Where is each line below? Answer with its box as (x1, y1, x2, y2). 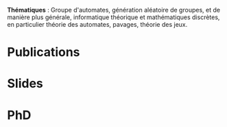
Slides (7, 76, 43, 91)
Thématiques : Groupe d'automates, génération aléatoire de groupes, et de (7, 6, 221, 14)
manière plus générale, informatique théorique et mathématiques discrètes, (7, 13, 220, 21)
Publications (7, 45, 80, 60)
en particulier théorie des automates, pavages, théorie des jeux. (7, 21, 188, 28)
